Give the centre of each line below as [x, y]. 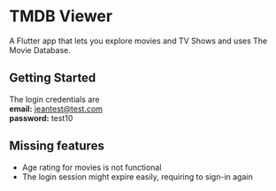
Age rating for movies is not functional [92, 167]
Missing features [57, 146]
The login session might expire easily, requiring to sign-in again [138, 176]
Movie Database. [40, 50]
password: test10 [41, 118]
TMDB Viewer [61, 16]
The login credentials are [54, 99]
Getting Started [53, 78]
